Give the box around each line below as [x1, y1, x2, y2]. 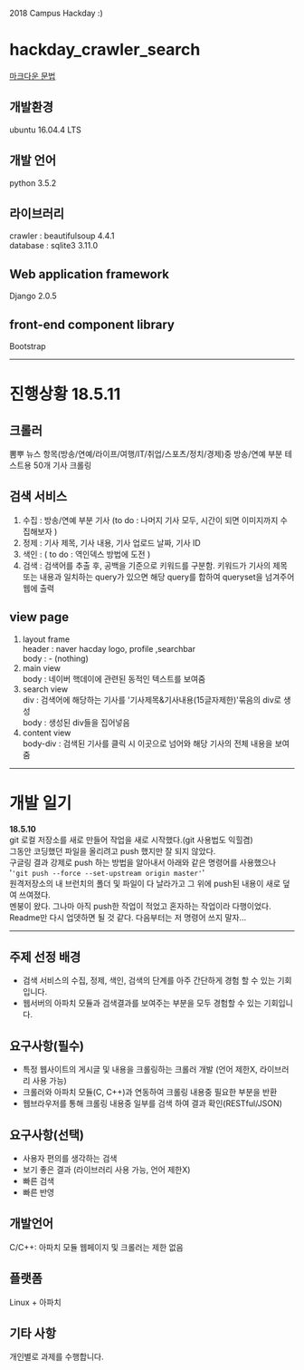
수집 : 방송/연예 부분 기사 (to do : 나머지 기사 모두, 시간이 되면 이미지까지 [22, 514, 279, 525]
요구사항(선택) [9, 1127, 84, 1142]
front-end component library [9, 316, 175, 332]
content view [22, 727, 71, 738]
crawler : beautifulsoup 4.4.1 [9, 230, 115, 241]
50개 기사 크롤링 [33, 460, 92, 471]
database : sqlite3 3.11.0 [9, 240, 98, 251]
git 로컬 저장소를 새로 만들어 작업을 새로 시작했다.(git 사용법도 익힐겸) [9, 834, 253, 845]
